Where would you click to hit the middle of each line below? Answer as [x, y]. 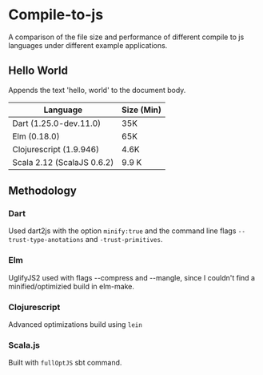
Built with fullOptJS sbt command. [65, 363]
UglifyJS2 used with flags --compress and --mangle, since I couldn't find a [132, 277]
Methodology [43, 191]
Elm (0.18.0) [36, 136]
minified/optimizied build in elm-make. [71, 286]
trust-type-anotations [46, 240]
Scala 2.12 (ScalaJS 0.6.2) [63, 162]
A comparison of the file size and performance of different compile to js [126, 37]
